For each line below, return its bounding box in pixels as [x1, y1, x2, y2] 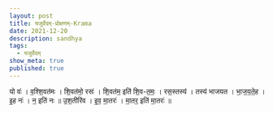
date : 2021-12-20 [9, 27, 68, 35]
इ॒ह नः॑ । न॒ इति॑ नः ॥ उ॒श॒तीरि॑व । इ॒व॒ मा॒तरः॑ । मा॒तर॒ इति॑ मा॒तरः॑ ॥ [9, 95, 171, 105]
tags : [9, 42, 28, 50]
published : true [9, 65, 64, 73]
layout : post [9, 11, 54, 20]
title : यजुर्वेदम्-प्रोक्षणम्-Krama [9, 19, 93, 27]
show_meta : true [9, 57, 64, 65]
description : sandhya [9, 34, 83, 43]
